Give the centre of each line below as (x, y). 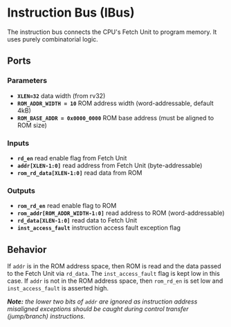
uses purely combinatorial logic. (53, 39)
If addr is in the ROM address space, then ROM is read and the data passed (114, 266)
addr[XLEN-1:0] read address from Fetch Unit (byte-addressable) (110, 165)
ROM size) (32, 125)
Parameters (27, 81)
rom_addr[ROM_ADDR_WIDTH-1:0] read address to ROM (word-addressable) (121, 213)
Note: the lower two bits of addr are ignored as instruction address (102, 301)
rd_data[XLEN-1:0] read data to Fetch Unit (77, 221)
